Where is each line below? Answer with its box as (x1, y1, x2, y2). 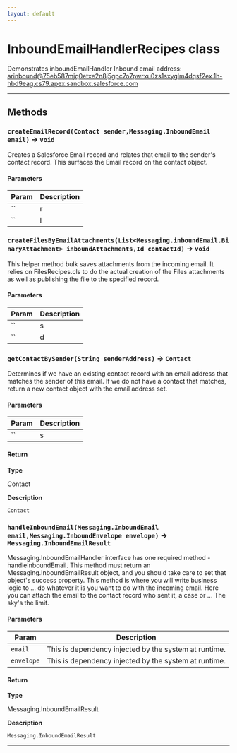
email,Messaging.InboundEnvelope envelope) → (7, 530, 168, 540)
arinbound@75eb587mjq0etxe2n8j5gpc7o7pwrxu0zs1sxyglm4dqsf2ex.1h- (7, 71, 223, 80)
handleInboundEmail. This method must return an (7, 561, 151, 569)
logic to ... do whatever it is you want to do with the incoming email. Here (7, 583, 219, 592)
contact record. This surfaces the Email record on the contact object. (7, 158, 208, 167)
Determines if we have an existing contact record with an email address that (7, 369, 229, 378)
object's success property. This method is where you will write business (7, 576, 217, 584)
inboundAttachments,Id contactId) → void (66, 244, 210, 254)
